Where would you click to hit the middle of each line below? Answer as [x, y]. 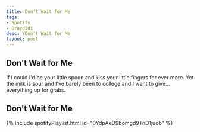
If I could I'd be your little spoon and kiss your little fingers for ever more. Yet [100, 77]
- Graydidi [20, 28]
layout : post [22, 39]
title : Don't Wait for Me [38, 12]
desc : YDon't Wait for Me [38, 34]
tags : [13, 17]
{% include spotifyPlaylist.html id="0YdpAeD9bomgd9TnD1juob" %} [90, 123]
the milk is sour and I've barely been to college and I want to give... [88, 83]
